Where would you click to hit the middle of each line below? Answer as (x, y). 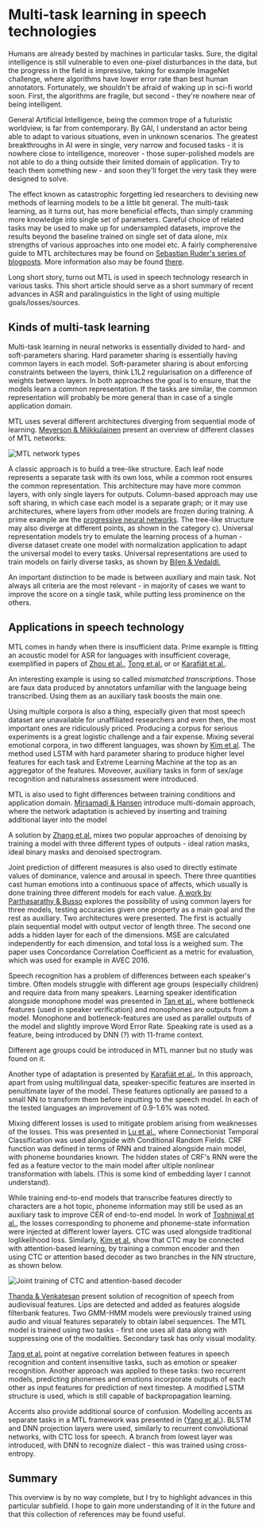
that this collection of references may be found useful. (97, 1514)
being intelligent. (35, 104)
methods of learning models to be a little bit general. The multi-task (118, 202)
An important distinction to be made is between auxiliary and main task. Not (132, 577)
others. (20, 603)
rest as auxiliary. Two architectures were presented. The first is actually (125, 918)
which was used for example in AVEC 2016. (79, 960)
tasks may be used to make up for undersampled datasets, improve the (125, 227)
